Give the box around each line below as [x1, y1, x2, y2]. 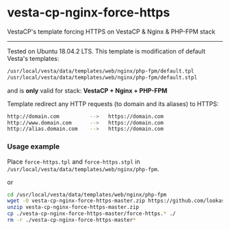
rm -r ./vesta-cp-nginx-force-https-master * [7, 217, 136, 224]
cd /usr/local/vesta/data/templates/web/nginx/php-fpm [7, 191, 167, 198]
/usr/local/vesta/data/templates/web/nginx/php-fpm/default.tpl [7, 67, 194, 75]
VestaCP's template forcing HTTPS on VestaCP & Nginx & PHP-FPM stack [7, 27, 216, 36]
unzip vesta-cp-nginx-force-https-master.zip [7, 204, 139, 211]
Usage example [7, 142, 60, 151]
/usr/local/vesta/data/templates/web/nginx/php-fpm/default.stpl [7, 74, 197, 81]
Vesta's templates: [7, 54, 60, 62]
